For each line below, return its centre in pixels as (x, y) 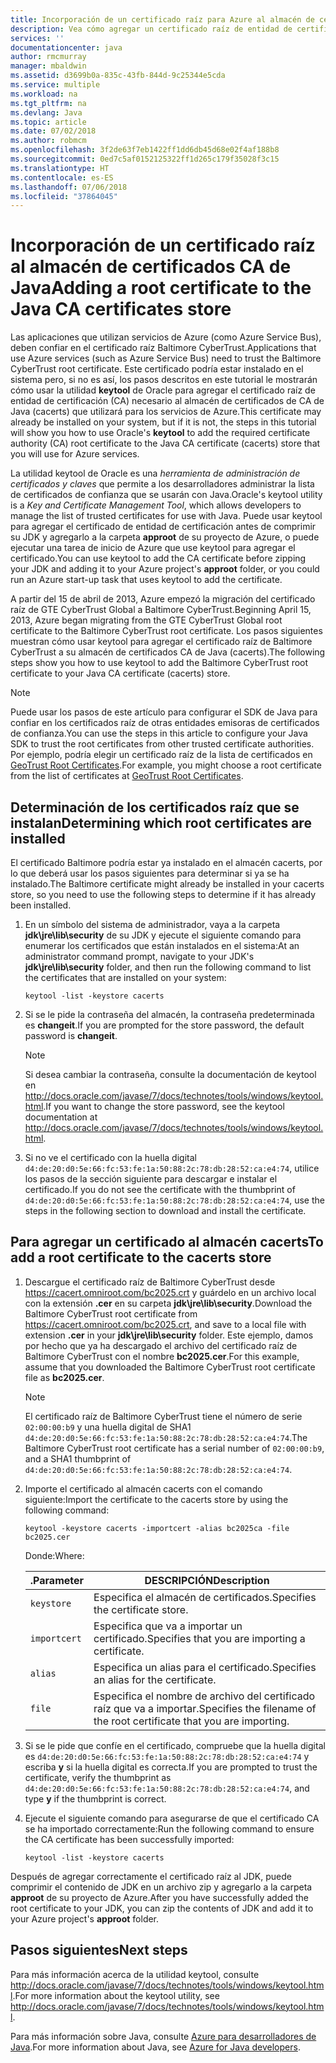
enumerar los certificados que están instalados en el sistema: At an (162, 945)
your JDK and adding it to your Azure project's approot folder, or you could (165, 569)
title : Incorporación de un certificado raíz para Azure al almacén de (162, 19)
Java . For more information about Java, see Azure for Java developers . (155, 2047)
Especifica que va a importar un (168, 1626)
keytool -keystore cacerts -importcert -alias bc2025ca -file (157, 1528)
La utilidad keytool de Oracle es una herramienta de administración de (155, 473)
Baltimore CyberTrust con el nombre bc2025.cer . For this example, (162, 1356)
